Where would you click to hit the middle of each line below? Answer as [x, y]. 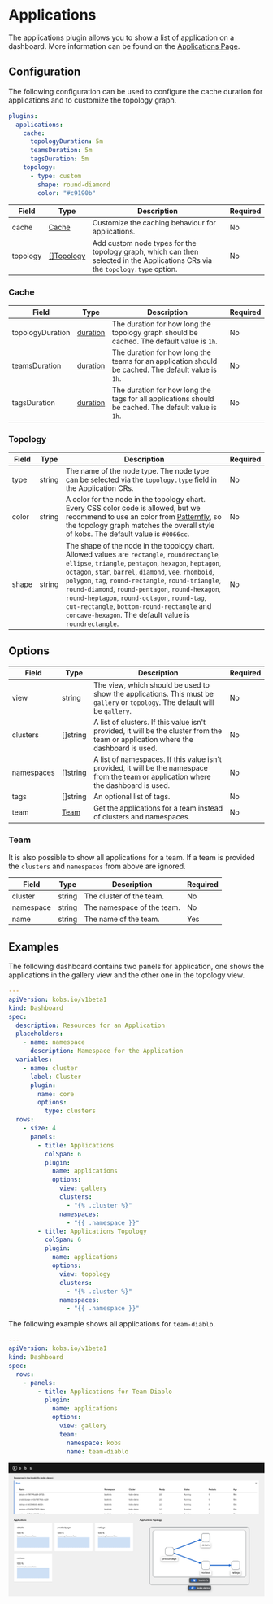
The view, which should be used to [151, 684]
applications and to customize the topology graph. [93, 100]
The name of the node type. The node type [137, 471]
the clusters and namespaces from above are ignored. [97, 866]
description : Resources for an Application [90, 1025]
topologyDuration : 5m [67, 142]
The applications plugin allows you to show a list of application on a [121, 37]
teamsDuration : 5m [61, 151]
